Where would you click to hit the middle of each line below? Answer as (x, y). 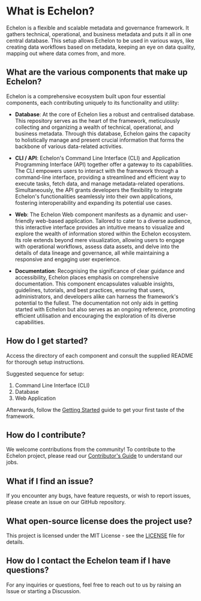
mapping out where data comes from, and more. (66, 53)
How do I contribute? (46, 435)
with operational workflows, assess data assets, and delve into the (97, 246)
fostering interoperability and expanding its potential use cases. (94, 202)
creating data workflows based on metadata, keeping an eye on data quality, (101, 47)
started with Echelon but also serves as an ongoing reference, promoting (105, 309)
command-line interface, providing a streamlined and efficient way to (100, 177)
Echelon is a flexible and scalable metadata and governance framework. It (97, 28)
